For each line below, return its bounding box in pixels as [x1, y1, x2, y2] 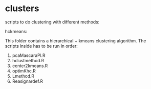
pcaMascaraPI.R [12, 52, 45, 58]
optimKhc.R [12, 68, 36, 73]
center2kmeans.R [12, 63, 48, 69]
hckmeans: [5, 28, 28, 34]
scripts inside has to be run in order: [5, 43, 78, 49]
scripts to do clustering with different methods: [5, 19, 100, 25]
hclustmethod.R [12, 57, 44, 63]
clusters [5, 3, 39, 14]
